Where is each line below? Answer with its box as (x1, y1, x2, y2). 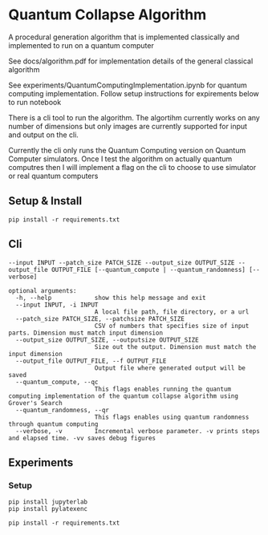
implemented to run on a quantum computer (8, 40, 154, 50)
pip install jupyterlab (8, 498, 88, 506)
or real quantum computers (8, 171, 99, 180)
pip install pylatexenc (8, 505, 88, 513)
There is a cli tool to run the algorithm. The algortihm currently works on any (8, 112, 261, 122)
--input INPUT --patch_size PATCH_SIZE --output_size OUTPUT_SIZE (8, 258, 235, 266)
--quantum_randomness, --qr (15, 406, 110, 414)
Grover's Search (8, 399, 63, 407)
